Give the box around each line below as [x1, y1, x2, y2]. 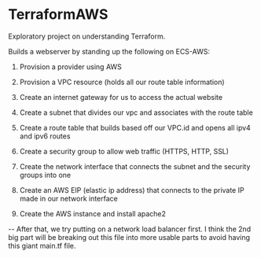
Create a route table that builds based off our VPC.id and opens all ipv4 [19, 123, 252, 132]
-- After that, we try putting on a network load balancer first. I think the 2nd [8, 224, 252, 234]
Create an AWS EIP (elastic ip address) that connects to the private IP [19, 185, 245, 194]
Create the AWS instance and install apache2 [19, 208, 167, 218]
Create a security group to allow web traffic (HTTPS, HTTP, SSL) [19, 146, 230, 156]
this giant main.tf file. [8, 241, 76, 250]
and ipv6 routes [19, 131, 71, 141]
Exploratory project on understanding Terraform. [8, 31, 166, 41]
